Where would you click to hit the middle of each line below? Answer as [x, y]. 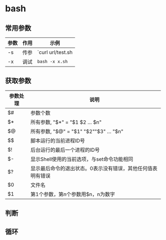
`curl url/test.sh [55, 52]
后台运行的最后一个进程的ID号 [65, 150]
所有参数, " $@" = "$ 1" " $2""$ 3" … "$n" [77, 131]
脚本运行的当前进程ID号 [58, 140]
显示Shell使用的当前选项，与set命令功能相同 [82, 159]
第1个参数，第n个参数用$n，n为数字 [73, 194]
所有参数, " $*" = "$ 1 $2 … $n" [66, 122]
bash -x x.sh [53, 61]
